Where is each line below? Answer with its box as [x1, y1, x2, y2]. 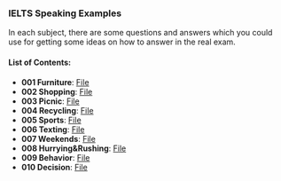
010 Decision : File [20, 161, 88, 172]
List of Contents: [8, 57, 72, 67]
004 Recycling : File [20, 105, 94, 115]
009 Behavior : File [20, 152, 90, 162]
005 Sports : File [20, 114, 82, 125]
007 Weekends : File [20, 133, 97, 144]
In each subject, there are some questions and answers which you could [8, 28, 273, 38]
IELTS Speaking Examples [8, 7, 121, 20]
